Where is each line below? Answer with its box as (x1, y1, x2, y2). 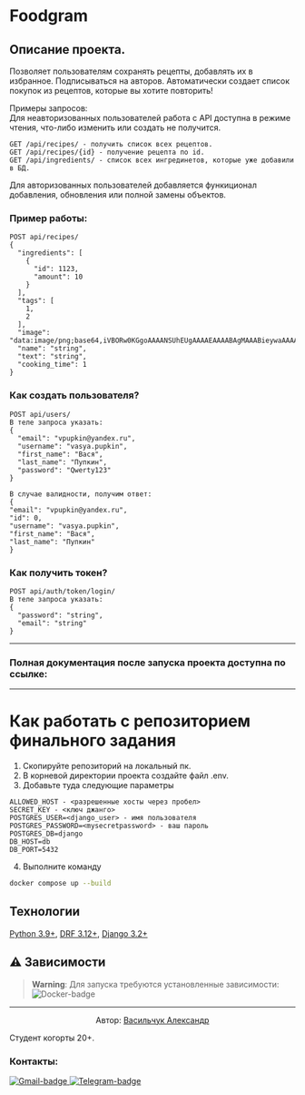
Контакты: (9, 1055, 59, 1068)
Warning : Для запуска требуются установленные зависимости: (31, 978, 280, 989)
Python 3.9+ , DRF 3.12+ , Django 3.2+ (9, 928, 148, 938)
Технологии (9, 904, 80, 919)
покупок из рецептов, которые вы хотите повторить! (9, 86, 213, 96)
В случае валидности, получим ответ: (9, 489, 152, 499)
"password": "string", (17, 611, 103, 620)
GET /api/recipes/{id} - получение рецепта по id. (9, 147, 205, 157)
